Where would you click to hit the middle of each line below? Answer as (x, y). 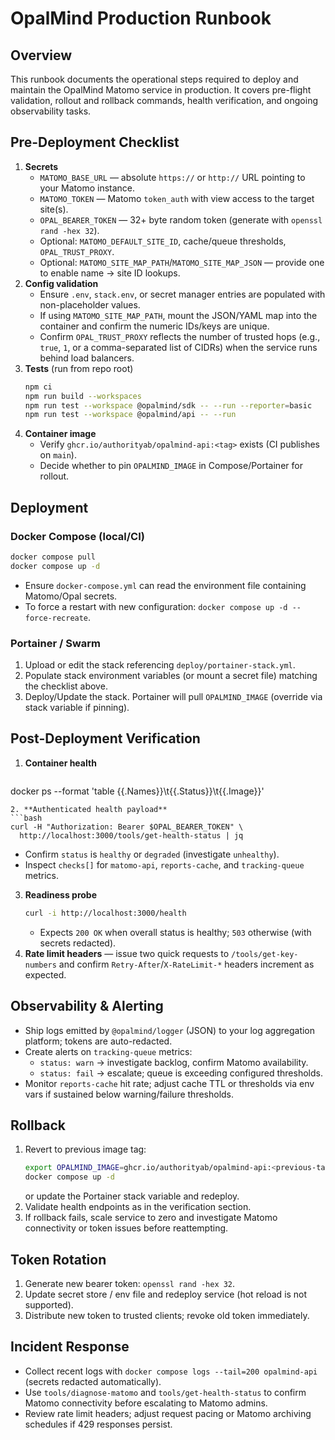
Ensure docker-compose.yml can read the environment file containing (165, 585)
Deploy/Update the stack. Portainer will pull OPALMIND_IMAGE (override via (173, 697)
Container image (60, 434)
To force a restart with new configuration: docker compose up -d (156, 606)
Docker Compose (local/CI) (77, 536)
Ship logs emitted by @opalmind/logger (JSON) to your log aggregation (170, 1030)
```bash (26, 818)
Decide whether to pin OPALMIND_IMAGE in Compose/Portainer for (171, 466)
